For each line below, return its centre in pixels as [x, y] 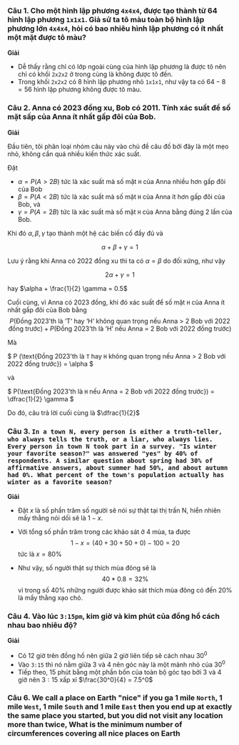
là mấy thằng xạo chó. [50, 597]
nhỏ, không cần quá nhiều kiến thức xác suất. [74, 154]
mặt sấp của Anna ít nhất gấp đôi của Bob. [82, 117]
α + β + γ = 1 [120, 247]
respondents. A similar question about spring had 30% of [110, 461]
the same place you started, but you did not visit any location [115, 716]
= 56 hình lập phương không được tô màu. [80, 89]
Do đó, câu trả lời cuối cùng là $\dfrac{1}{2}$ [74, 413]
